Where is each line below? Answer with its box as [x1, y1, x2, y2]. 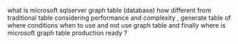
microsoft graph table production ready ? [7, 28, 128, 37]
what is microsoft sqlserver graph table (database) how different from [7, 6, 212, 14]
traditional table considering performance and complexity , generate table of [7, 13, 231, 22]
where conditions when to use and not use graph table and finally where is [7, 21, 226, 29]
